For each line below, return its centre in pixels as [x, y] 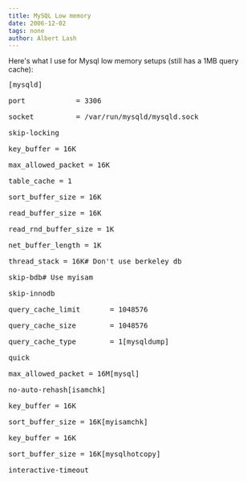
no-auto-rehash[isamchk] [57, 390]
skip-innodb [32, 293]
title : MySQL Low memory [50, 16]
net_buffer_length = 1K [55, 245]
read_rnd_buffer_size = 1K [61, 229]
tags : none [26, 31]
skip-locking [34, 133]
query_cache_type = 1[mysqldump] [89, 342]
